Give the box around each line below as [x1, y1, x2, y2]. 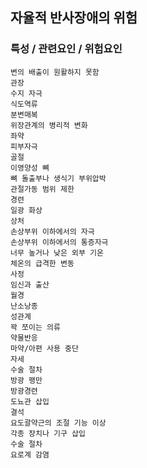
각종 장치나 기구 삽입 [10, 428, 86, 438]
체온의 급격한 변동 [10, 258, 75, 268]
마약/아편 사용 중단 [10, 343, 79, 353]
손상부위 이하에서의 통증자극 [10, 237, 109, 247]
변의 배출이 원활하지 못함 [10, 67, 100, 77]
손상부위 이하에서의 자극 [10, 226, 95, 237]
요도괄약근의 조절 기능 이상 [10, 418, 107, 428]
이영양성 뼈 [10, 163, 50, 173]
